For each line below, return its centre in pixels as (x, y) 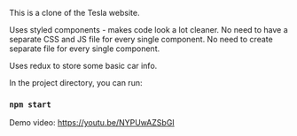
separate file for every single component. (85, 49)
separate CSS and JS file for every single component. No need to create (141, 39)
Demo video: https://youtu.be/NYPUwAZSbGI (92, 123)
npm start (30, 104)
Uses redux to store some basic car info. (83, 66)
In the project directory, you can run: (76, 83)
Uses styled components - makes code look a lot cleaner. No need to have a (148, 30)
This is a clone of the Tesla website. (74, 13)
